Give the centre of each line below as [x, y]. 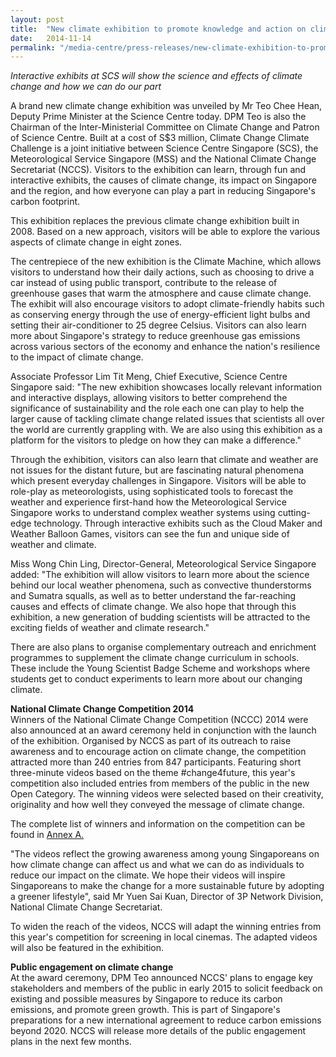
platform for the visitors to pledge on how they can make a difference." [156, 440]
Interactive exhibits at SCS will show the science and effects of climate [156, 76]
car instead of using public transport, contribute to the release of [144, 283]
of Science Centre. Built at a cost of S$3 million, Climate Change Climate [160, 138]
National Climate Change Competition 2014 [102, 709]
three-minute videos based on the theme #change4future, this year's [153, 773]
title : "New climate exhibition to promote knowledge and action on [158, 29]
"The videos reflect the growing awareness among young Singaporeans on [165, 854]
